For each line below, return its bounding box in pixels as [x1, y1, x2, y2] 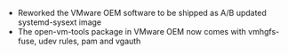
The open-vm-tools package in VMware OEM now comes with [17, 27, 247, 36]
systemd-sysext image [17, 17, 102, 27]
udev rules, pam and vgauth [38, 35, 141, 46]
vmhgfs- [248, 27, 280, 36]
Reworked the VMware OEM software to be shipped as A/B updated [17, 8, 267, 18]
